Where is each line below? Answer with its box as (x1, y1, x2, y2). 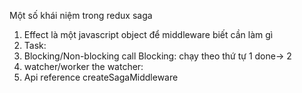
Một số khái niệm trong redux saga (9, 10, 153, 21)
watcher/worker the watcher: (23, 61, 144, 72)
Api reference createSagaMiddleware (23, 71, 179, 83)
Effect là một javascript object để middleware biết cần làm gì (23, 29, 274, 40)
